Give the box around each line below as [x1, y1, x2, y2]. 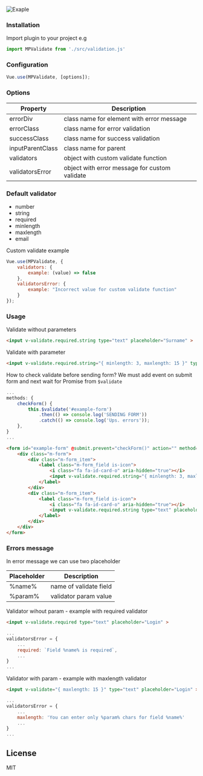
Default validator [6, 189, 57, 198]
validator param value [50, 592, 112, 601]
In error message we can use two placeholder [6, 558, 121, 565]
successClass [9, 134, 49, 142]
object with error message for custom [63, 163, 171, 172]
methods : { [6, 395, 34, 401]
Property [20, 104, 47, 112]
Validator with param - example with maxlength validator [6, 675, 147, 682]
